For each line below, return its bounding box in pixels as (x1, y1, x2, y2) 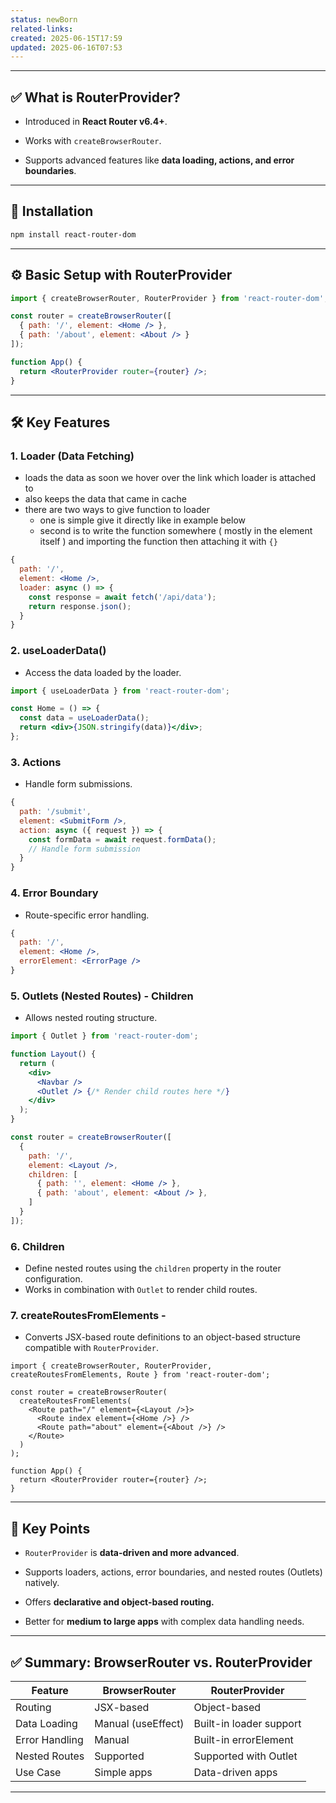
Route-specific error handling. (24, 909, 150, 921)
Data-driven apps (193, 1766, 278, 1780)
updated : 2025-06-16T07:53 (10, 42, 123, 53)
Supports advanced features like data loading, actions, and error (24, 154, 295, 166)
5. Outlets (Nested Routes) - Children (10, 989, 194, 1003)
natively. (24, 1577, 60, 1589)
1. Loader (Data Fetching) (10, 449, 135, 463)
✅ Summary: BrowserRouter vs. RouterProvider (10, 1654, 313, 1671)
